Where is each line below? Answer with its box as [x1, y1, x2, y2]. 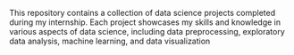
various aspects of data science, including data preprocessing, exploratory [9, 27, 286, 36]
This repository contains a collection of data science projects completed [9, 8, 275, 18]
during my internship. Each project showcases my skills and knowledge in [9, 17, 281, 27]
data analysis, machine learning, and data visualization [9, 35, 211, 46]
